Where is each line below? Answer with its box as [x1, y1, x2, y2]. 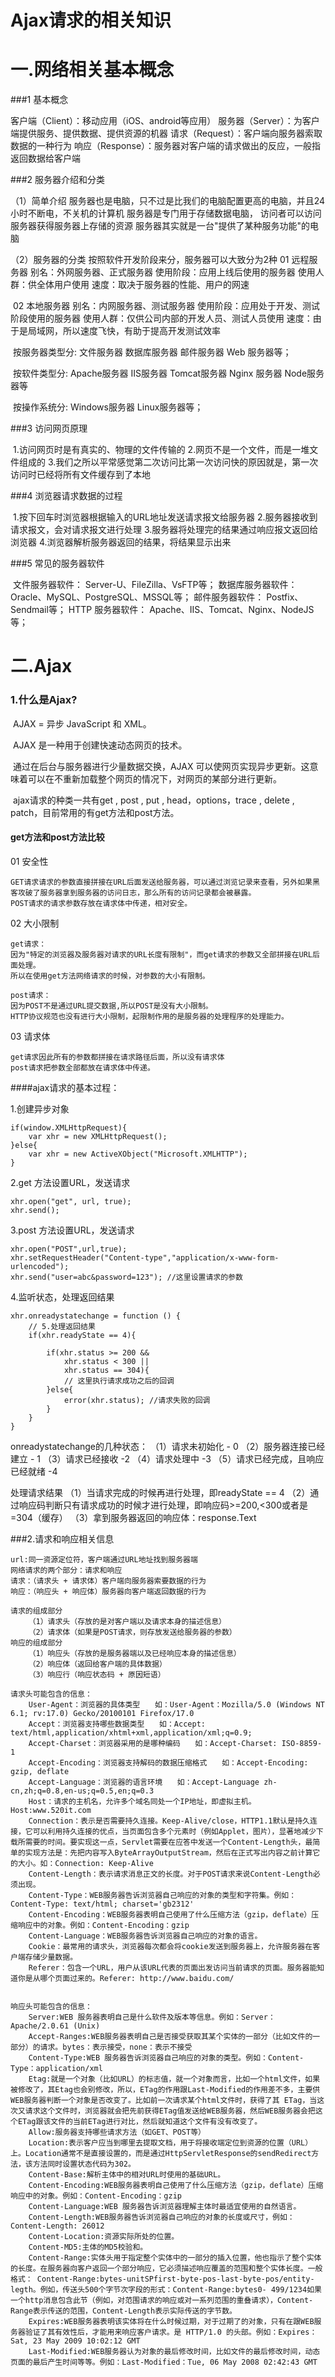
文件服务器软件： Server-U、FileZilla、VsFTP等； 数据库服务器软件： [12, 579, 298, 591]
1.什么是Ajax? [10, 693, 78, 707]
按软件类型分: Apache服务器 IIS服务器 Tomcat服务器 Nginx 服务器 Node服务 [12, 367, 325, 380]
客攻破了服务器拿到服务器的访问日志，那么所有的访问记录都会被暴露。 [10, 887, 257, 898]
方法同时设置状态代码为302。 [32, 2159, 136, 2169]
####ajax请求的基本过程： [10, 1081, 120, 1093]
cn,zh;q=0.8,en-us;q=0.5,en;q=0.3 [10, 1786, 155, 1796]
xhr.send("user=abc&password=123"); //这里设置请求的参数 [10, 1272, 243, 1282]
